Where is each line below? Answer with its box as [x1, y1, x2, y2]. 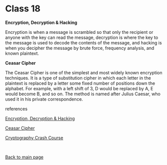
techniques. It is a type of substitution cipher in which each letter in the [5, 75, 151, 81]
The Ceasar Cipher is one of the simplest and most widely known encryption [5, 69, 163, 75]
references [5, 106, 28, 112]
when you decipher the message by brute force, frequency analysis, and [5, 45, 155, 51]
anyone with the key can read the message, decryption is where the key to [5, 34, 159, 40]
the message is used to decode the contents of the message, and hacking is [5, 39, 162, 45]
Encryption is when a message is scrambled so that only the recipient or [5, 29, 154, 35]
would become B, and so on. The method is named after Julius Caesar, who [5, 91, 161, 97]
